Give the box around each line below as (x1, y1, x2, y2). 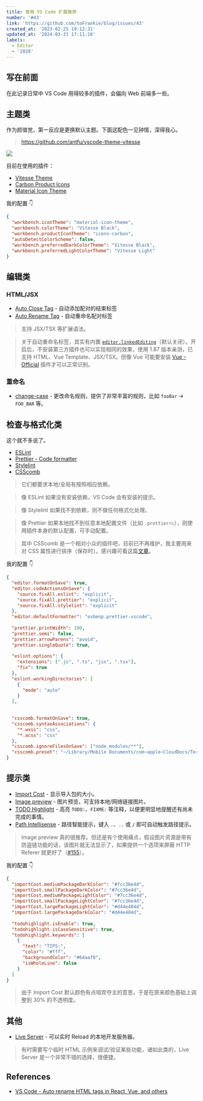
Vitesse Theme (14, 174, 53, 182)
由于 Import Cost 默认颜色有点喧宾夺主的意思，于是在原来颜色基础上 (21, 989, 192, 996)
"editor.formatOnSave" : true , (11, 580, 88, 586)
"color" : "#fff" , (22, 949, 66, 955)
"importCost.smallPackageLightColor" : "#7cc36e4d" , (11, 898, 145, 904)
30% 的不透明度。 (33, 996, 79, 1004)
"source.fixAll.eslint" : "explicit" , (17, 591, 112, 598)
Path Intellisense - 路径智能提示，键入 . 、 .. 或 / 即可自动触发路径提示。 (14, 820, 195, 828)
